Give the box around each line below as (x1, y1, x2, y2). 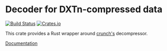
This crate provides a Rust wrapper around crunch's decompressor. (5, 30, 148, 36)
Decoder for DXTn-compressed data (5, 4, 162, 15)
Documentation (5, 40, 38, 46)
